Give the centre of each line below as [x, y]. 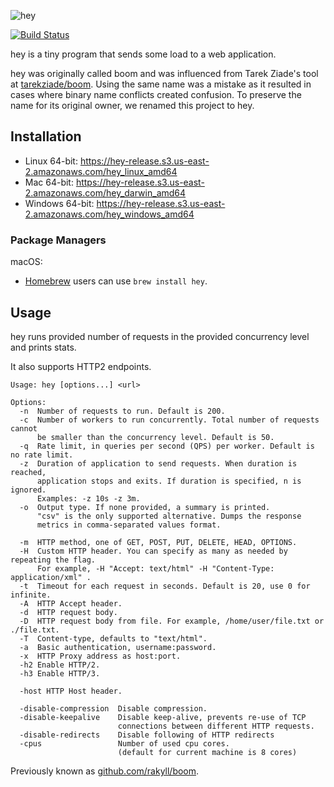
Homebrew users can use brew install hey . [116, 281]
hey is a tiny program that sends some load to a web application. [143, 54]
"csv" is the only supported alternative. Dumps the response [169, 516]
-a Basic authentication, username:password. [118, 647]
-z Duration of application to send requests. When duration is [158, 463]
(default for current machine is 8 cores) [207, 752]
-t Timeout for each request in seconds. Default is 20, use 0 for [165, 586]
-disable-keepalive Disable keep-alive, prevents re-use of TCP [163, 717]
